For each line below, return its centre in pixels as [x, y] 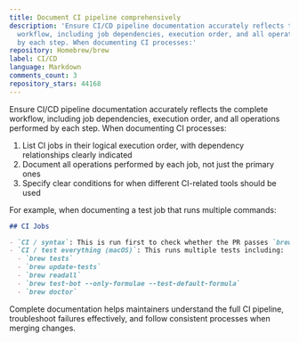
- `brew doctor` [47, 292]
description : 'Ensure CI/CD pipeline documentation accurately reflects [147, 26]
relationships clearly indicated [77, 155]
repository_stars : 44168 [55, 84]
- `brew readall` [49, 275]
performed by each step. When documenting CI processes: [118, 128]
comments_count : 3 [43, 76]
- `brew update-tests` [59, 267]
